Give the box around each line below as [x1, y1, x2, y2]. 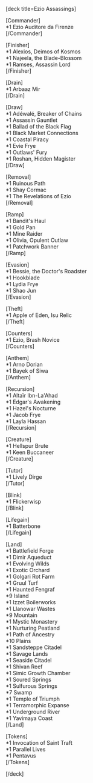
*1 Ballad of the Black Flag [5, 123, 72, 130]
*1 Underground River [5, 708, 60, 715]
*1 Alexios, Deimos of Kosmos [5, 48, 81, 55]
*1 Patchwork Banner [5, 243, 59, 250]
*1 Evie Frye [5, 142, 36, 149]
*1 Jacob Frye [5, 411, 41, 418]
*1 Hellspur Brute [5, 442, 49, 449]
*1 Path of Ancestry [5, 631, 55, 638]
